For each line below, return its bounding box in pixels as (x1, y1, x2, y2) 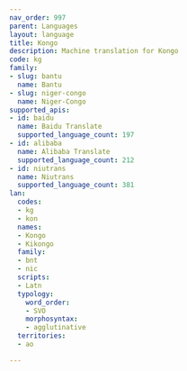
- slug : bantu (9, 72, 63, 81)
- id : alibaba (9, 139, 63, 148)
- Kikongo (17, 240, 54, 249)
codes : (17, 197, 42, 207)
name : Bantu (17, 80, 63, 89)
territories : (17, 331, 67, 340)
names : (17, 222, 42, 231)
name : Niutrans (17, 172, 75, 181)
